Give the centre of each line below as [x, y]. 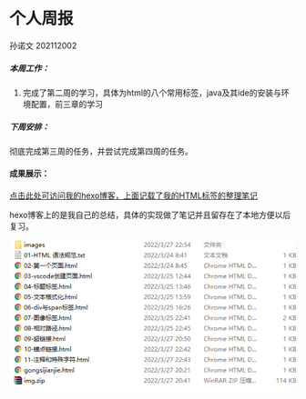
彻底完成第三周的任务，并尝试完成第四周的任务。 [101, 151]
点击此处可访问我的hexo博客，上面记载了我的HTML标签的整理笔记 [133, 195]
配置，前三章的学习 [66, 104]
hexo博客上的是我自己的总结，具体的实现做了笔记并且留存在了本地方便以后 [150, 215]
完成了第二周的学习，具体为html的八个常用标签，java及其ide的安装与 [152, 93]
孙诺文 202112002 [43, 45]
